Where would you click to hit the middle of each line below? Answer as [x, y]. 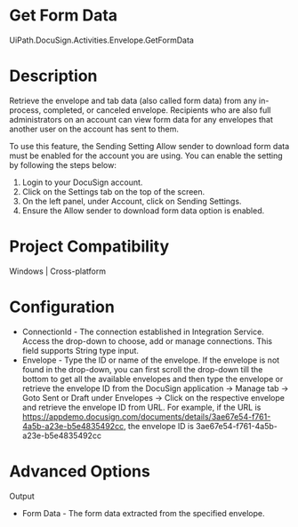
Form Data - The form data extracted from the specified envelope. [143, 513]
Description [53, 76]
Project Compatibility [89, 247]
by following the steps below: [63, 164]
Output [22, 496]
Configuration [62, 307]
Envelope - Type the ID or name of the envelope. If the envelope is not [151, 360]
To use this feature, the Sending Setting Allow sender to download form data [149, 146]
